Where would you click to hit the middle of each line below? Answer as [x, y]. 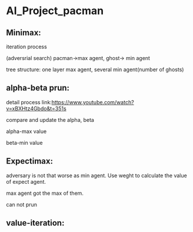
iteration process [26, 47]
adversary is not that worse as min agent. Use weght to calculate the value [96, 175]
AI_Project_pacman [55, 11]
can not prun [21, 204]
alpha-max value [26, 131]
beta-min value [24, 142]
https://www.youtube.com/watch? [93, 102]
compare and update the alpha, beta [50, 120]
